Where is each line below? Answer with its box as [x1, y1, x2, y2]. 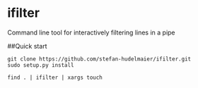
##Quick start [7, 42, 47, 50]
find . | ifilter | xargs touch [7, 74, 103, 81]
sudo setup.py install [7, 61, 74, 68]
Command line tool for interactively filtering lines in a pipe [7, 28, 175, 37]
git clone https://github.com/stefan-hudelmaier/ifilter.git [7, 55, 192, 63]
